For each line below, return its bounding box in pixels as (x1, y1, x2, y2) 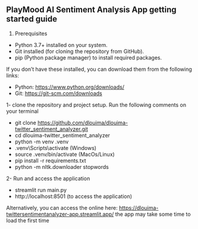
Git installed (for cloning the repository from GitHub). (14, 48, 144, 55)
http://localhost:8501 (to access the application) (14, 193, 133, 200)
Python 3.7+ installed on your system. (14, 41, 108, 48)
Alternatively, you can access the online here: (6, 204, 118, 211)
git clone (14, 119, 37, 126)
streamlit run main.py (14, 186, 67, 193)
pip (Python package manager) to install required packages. (14, 54, 162, 61)
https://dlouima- (118, 204, 159, 211)
